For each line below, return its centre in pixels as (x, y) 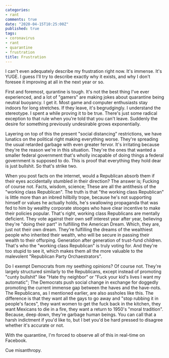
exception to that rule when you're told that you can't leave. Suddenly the (81, 119)
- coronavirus (20, 38)
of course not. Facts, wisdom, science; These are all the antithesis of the (81, 187)
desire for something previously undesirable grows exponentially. (73, 124)
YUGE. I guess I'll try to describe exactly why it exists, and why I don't (78, 77)
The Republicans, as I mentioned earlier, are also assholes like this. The (79, 293)
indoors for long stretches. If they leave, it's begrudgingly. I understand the (83, 108)
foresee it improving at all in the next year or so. (55, 82)
